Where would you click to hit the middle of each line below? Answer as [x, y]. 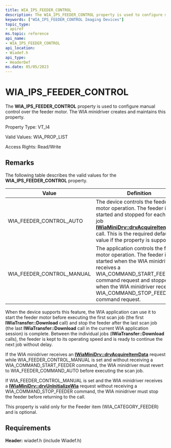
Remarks [20, 163]
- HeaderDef [18, 62]
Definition [139, 193]
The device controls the [124, 202]
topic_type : [18, 24]
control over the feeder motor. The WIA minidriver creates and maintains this [85, 112]
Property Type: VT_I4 [27, 127]
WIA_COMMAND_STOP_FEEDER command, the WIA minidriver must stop [82, 391]
